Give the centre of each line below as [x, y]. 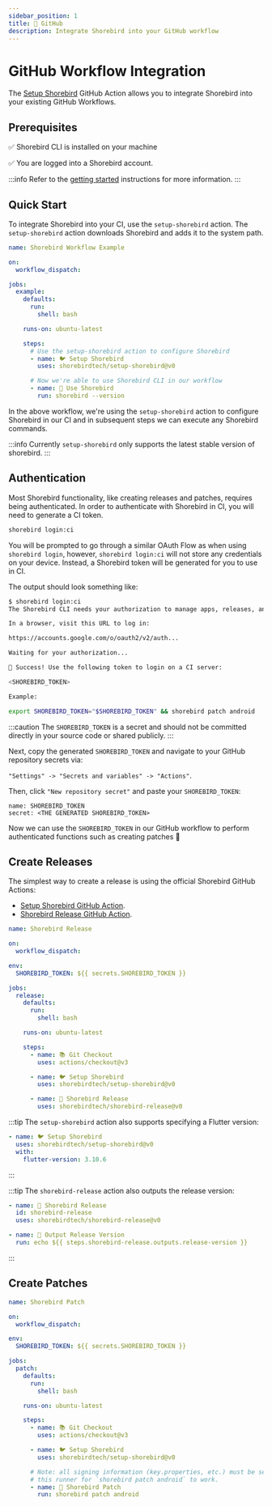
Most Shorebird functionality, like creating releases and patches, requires [130, 498]
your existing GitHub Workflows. [62, 102]
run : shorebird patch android [88, 1495]
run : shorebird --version [81, 396]
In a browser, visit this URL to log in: [79, 624]
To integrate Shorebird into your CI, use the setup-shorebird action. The [128, 224]
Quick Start [38, 204]
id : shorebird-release [54, 1213]
